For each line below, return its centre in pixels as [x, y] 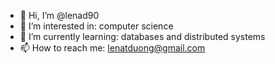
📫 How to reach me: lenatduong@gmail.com [112, 48]
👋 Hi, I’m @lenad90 [59, 15]
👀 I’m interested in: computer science [96, 26]
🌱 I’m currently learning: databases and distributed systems [142, 36]
